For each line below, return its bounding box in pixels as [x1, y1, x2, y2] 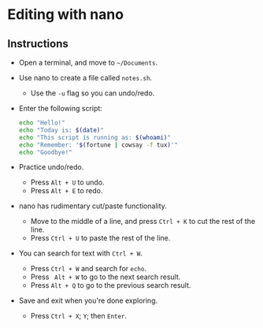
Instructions [7, 37, 69, 50]
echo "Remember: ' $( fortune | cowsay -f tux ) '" [18, 140, 179, 149]
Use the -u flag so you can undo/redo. [30, 88, 155, 98]
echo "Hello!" [18, 119, 65, 127]
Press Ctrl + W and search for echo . [30, 264, 147, 274]
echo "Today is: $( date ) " [18, 126, 104, 134]
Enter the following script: [18, 104, 103, 113]
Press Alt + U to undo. [30, 177, 105, 187]
